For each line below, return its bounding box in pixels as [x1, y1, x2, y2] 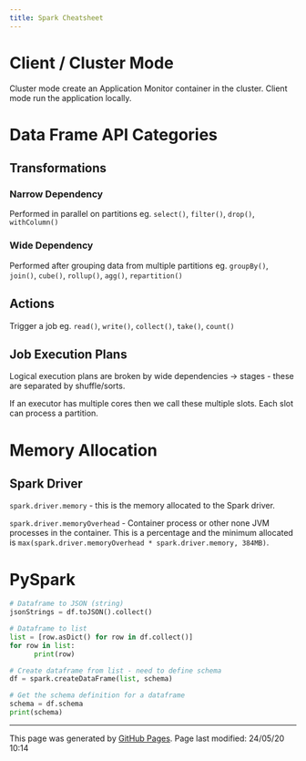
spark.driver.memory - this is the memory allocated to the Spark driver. [9, 500, 276, 511]
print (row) [33, 649, 76, 659]
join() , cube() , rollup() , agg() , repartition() [9, 270, 183, 281]
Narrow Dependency [9, 188, 103, 201]
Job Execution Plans [9, 346, 127, 362]
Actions [9, 296, 55, 312]
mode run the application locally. [9, 92, 132, 103]
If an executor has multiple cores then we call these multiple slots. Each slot [9, 398, 294, 409]
